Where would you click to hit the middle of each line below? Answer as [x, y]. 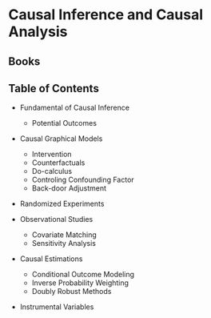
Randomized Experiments [62, 204]
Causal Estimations [51, 259]
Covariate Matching [64, 235]
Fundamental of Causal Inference [75, 108]
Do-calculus [52, 171]
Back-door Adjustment [69, 188]
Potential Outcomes [64, 123]
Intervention [52, 155]
